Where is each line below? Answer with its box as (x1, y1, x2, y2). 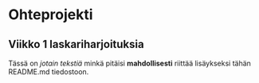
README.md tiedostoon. (8, 67, 89, 77)
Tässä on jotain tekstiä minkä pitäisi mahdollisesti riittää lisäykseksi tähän (8, 58, 251, 68)
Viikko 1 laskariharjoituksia (8, 38, 145, 51)
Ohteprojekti (8, 6, 93, 24)
